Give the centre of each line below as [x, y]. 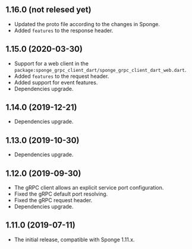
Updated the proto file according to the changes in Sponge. [87, 24]
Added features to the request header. [62, 76]
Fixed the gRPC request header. [53, 200]
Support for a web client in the [51, 63]
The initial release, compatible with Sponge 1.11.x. [74, 239]
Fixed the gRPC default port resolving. [61, 194]
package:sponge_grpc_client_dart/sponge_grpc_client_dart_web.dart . [100, 70]
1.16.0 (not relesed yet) [48, 10]
